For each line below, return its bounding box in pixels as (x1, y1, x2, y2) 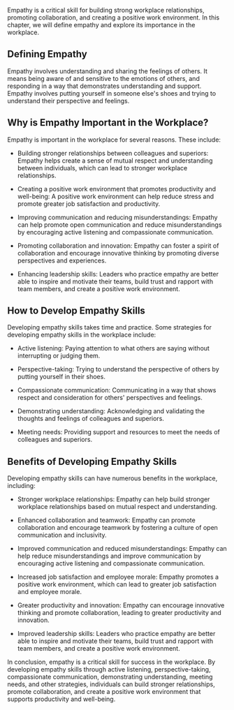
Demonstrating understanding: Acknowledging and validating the (17, 407, 205, 415)
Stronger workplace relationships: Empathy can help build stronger (17, 495, 210, 503)
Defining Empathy (7, 48, 87, 60)
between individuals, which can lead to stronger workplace (17, 163, 188, 172)
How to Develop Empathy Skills (7, 305, 145, 317)
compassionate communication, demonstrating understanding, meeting (7, 673, 213, 681)
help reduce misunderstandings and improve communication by (17, 552, 201, 561)
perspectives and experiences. (17, 256, 107, 265)
